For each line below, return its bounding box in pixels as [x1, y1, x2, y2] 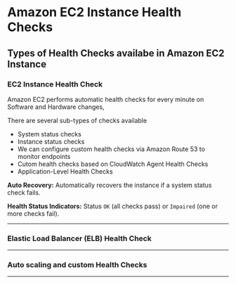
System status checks [17, 129, 82, 138]
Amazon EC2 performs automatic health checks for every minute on [7, 95, 204, 103]
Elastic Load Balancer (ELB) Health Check [7, 233, 152, 243]
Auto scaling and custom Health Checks [7, 260, 147, 270]
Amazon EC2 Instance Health [7, 4, 182, 20]
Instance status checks [17, 137, 85, 146]
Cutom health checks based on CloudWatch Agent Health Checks [17, 160, 209, 168]
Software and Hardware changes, [7, 103, 105, 111]
